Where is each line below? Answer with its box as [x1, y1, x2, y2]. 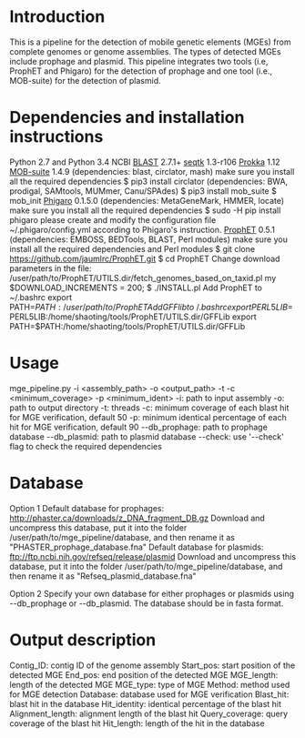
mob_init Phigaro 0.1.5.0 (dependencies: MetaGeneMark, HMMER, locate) [9, 195, 285, 206]
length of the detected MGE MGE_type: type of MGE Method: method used [9, 679, 290, 690]
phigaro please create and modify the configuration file [9, 214, 217, 225]
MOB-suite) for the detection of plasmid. [9, 75, 161, 86]
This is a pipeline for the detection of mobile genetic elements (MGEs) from [9, 36, 291, 47]
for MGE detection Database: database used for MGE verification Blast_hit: [9, 689, 290, 700]
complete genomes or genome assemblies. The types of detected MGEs [9, 45, 281, 56]
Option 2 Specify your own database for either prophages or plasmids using [9, 588, 294, 599]
